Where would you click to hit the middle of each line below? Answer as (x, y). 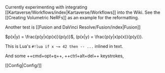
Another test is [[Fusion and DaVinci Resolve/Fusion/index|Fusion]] (73, 27)
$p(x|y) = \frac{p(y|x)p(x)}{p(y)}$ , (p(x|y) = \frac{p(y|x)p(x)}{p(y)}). (74, 37)
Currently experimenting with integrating (46, 7)
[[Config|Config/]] (23, 65)
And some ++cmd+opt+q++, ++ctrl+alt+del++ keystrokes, (65, 56)
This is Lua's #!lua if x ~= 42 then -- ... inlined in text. (64, 46)
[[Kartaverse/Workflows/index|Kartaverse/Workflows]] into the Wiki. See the (83, 12)
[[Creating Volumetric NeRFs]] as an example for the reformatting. (72, 18)
